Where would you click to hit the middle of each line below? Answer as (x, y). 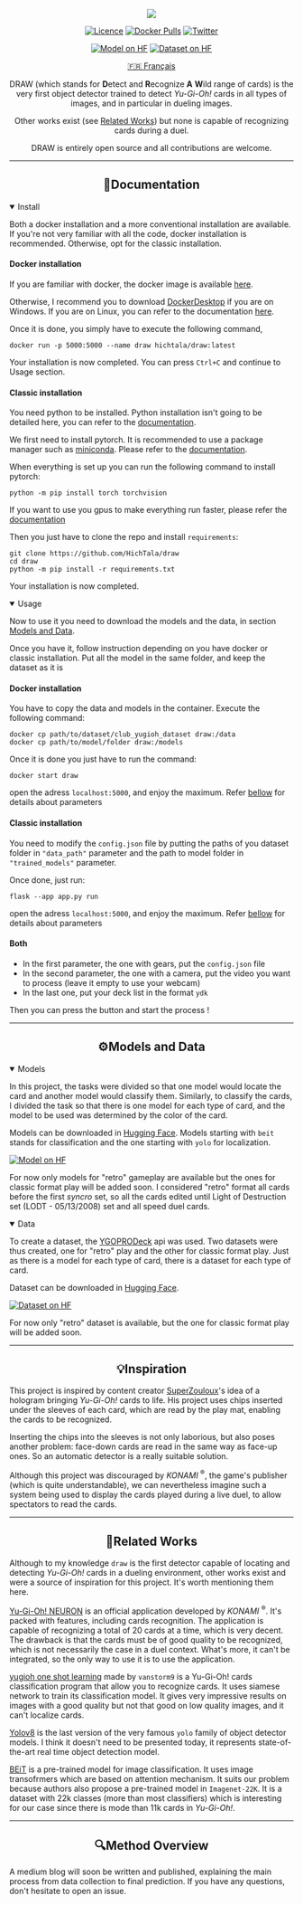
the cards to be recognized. (61, 1419)
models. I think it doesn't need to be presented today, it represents (133, 1742)
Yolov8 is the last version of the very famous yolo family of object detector (148, 1732)
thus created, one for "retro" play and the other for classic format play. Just (149, 1251)
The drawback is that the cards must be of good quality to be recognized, (146, 1640)
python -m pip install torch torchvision (88, 493)
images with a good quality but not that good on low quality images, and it (147, 1705)
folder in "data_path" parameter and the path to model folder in (127, 853)
